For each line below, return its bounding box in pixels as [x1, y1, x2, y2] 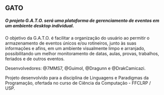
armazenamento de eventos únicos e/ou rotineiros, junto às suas [5, 40, 136, 46]
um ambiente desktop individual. [5, 23, 74, 28]
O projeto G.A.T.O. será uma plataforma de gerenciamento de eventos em [5, 17, 160, 24]
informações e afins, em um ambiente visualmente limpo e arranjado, [5, 46, 145, 51]
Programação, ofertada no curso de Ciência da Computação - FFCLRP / [5, 80, 151, 86]
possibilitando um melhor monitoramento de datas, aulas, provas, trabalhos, [5, 51, 159, 57]
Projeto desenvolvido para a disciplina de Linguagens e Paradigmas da [5, 75, 149, 81]
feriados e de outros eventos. [5, 56, 65, 62]
